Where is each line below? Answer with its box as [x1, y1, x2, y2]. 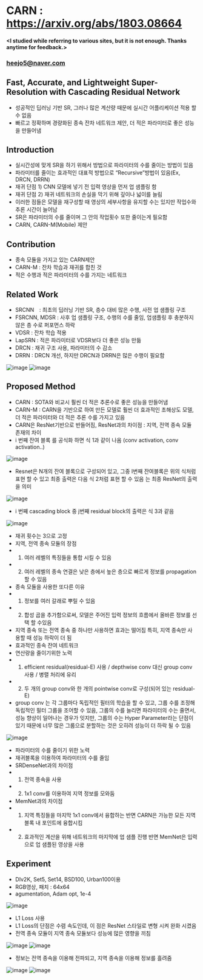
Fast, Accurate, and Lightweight [6, 77, 130, 88]
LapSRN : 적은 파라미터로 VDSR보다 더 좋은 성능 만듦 [15, 336, 142, 343]
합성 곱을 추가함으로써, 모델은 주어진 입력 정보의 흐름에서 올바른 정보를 [24, 611, 191, 618]
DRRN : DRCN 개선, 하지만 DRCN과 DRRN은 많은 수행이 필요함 [15, 351, 165, 359]
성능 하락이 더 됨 [33, 633, 72, 641]
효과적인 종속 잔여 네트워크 [15, 641, 79, 649]
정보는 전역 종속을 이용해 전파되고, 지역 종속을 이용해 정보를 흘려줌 [15, 954, 172, 961]
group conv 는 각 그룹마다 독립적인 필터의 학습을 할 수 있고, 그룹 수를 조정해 [15, 699, 195, 706]
